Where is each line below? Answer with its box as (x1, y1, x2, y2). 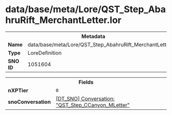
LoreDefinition (27, 49, 62, 56)
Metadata (81, 33, 106, 40)
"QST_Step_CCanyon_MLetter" (55, 101, 130, 108)
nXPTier (8, 87, 29, 94)
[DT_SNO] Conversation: (55, 95, 115, 102)
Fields (78, 78, 94, 85)
